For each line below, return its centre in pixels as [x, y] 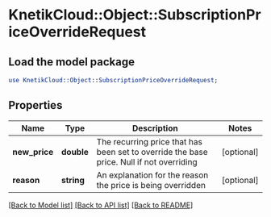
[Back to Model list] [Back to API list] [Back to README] [101, 205]
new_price [33, 152]
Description [155, 128]
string [73, 180]
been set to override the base [152, 152]
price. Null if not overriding [147, 161]
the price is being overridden [151, 185]
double [75, 152]
